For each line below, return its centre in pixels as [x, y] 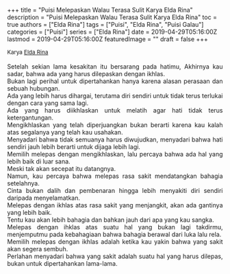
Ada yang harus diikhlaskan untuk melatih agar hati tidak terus [115, 110]
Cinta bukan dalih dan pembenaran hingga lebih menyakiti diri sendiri [115, 191]
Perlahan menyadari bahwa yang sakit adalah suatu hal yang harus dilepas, [115, 256]
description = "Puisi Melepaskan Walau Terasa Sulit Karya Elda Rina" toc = [112, 17]
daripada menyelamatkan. [44, 198]
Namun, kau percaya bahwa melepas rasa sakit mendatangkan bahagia [115, 176]
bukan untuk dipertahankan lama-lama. [62, 263]
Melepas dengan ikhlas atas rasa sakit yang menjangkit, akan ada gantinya [115, 205]
